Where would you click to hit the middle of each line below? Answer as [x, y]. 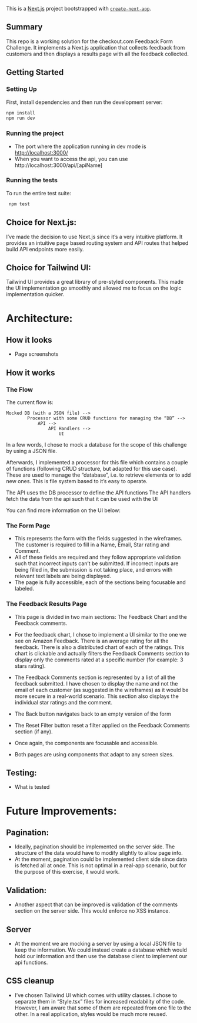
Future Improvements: [61, 811]
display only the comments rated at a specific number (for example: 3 [99, 660]
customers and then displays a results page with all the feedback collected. [98, 54]
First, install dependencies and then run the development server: [84, 102]
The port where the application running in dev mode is [80, 146]
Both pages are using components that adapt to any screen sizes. [94, 754]
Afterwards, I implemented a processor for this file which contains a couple [97, 463]
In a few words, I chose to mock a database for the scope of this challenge [96, 445]
